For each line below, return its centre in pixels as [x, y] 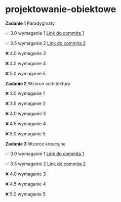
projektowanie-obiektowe [61, 9]
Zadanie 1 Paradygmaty [30, 23]
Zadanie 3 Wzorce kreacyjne [35, 144]
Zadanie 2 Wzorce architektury [38, 83]
